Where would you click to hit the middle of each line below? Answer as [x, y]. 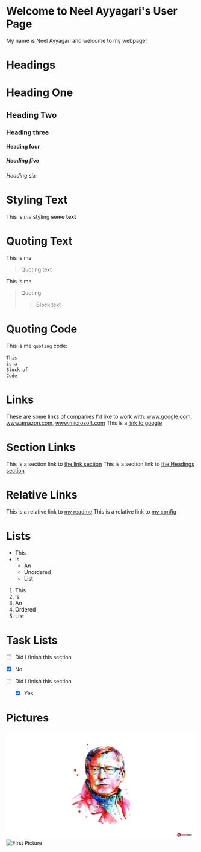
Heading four [23, 147]
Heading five [23, 160]
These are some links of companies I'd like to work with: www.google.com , [99, 416]
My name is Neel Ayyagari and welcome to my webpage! [77, 40]
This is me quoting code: [37, 346]
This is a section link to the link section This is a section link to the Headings [100, 464]
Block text [48, 305]
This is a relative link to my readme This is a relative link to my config [91, 511]
